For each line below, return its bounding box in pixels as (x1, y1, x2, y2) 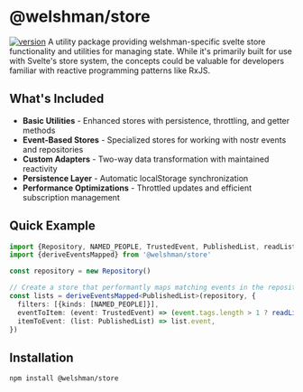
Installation (9, 350, 74, 365)
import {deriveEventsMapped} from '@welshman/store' (9, 250, 212, 259)
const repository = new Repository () (9, 266, 151, 276)
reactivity (22, 163, 58, 173)
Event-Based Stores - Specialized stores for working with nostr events (22, 134, 287, 145)
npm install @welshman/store (9, 374, 119, 383)
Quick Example (9, 219, 96, 234)
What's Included (9, 91, 105, 107)
